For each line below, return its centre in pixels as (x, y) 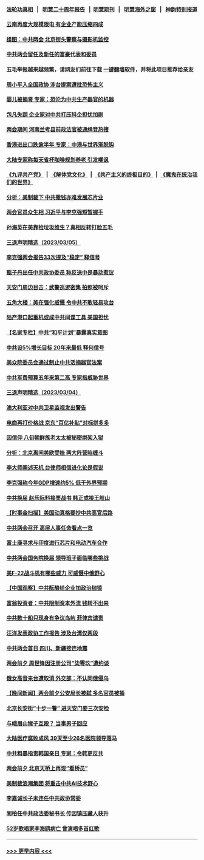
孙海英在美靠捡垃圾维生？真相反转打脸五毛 (59, 227)
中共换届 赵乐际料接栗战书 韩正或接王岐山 (58, 497)
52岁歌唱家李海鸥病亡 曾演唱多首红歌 (53, 828)
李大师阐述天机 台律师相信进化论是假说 (55, 468)
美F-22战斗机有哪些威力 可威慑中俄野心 (56, 573)
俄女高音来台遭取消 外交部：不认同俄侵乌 (58, 678)
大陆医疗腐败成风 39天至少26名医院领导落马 (62, 739)
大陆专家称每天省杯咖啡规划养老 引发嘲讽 (58, 159)
